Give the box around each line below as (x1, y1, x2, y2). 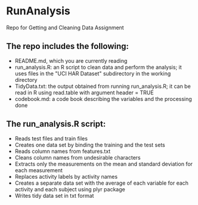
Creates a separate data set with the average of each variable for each (14, 179, 189, 186)
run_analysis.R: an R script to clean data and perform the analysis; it (14, 63, 182, 71)
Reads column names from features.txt (14, 148, 111, 155)
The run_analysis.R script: (6, 119, 106, 129)
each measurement (14, 166, 63, 174)
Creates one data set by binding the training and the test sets (14, 141, 165, 148)
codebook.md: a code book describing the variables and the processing (14, 95, 192, 102)
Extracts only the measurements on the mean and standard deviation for (14, 160, 193, 167)
